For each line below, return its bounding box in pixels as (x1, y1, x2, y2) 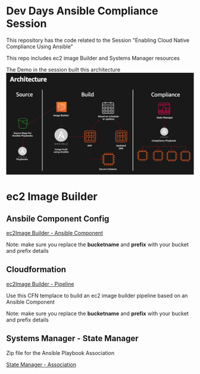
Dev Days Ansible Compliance (6, 4, 159, 18)
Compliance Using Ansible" (6, 43, 73, 50)
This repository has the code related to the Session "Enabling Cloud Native (6, 36, 189, 44)
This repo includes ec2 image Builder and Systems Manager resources (6, 54, 180, 61)
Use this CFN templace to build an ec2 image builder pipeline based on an (6, 292, 188, 299)
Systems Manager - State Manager (6, 333, 139, 344)
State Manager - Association (6, 361, 76, 368)
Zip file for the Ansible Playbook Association (6, 349, 115, 356)
